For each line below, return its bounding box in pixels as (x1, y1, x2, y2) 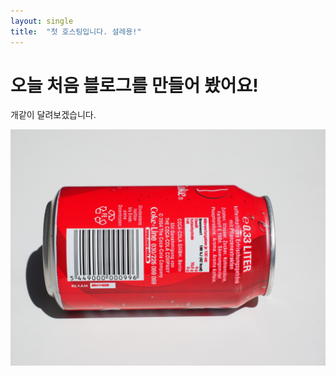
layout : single (10, 16, 74, 26)
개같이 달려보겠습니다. (10, 109, 97, 121)
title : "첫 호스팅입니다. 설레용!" (10, 26, 142, 37)
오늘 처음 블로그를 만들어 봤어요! (10, 74, 259, 97)
